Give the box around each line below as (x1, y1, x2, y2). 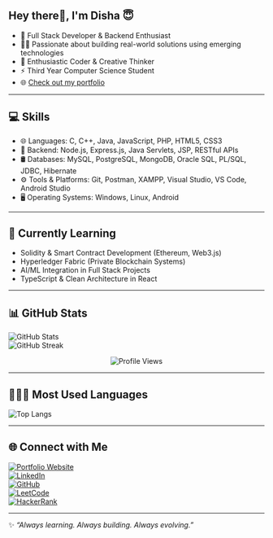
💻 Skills (8, 110, 50, 124)
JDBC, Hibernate (19, 165, 77, 176)
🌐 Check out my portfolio (19, 77, 106, 87)
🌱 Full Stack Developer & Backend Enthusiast (19, 30, 171, 40)
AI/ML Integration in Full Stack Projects (19, 265, 150, 275)
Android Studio (19, 183, 71, 193)
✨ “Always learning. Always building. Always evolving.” (8, 519, 194, 530)
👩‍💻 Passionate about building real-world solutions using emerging (19, 39, 241, 49)
